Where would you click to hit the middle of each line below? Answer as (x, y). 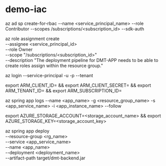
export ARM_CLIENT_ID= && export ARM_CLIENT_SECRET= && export (78, 85)
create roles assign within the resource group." (54, 65)
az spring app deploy (27, 131)
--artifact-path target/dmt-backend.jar (45, 158)
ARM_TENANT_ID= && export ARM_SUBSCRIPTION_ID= (63, 90)
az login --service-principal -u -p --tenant (49, 75)
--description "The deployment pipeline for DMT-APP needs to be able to (82, 60)
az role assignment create (32, 39)
